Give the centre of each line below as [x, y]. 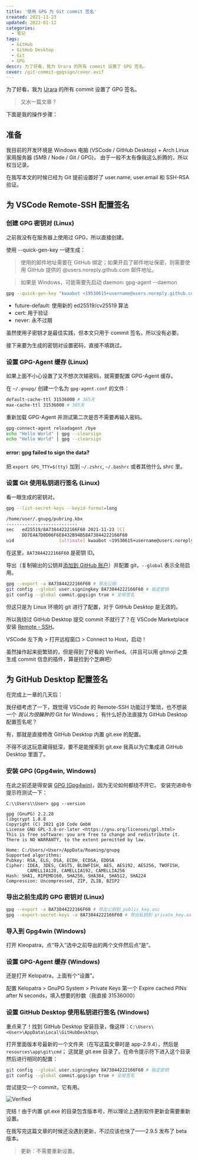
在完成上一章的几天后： [34, 695]
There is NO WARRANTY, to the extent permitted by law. [76, 840]
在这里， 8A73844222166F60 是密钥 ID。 [52, 553]
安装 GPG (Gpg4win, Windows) [51, 771]
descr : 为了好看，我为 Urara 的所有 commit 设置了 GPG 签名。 [77, 66]
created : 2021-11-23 [32, 17]
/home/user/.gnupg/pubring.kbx [44, 519]
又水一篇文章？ [39, 102]
